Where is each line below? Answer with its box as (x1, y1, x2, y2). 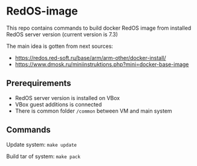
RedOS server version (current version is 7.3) (6, 30, 118, 38)
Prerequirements (6, 78, 71, 88)
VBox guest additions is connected (15, 101, 102, 108)
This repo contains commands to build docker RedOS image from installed (6, 24, 192, 32)
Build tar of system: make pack (6, 153, 80, 160)
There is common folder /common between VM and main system (15, 107, 172, 115)
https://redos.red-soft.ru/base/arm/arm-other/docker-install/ (15, 54, 166, 61)
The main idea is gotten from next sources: (6, 42, 114, 50)
